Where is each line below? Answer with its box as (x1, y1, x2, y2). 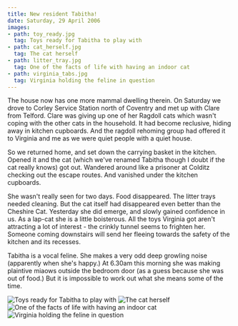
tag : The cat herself (14, 51, 79, 58)
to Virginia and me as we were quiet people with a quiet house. (7, 134, 193, 143)
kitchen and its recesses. (7, 238, 81, 246)
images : (7, 24, 31, 31)
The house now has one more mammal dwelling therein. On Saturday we (7, 96, 222, 105)
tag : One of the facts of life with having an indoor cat (14, 63, 191, 71)
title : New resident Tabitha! (7, 10, 98, 18)
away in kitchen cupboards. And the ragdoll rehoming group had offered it (7, 126, 226, 136)
